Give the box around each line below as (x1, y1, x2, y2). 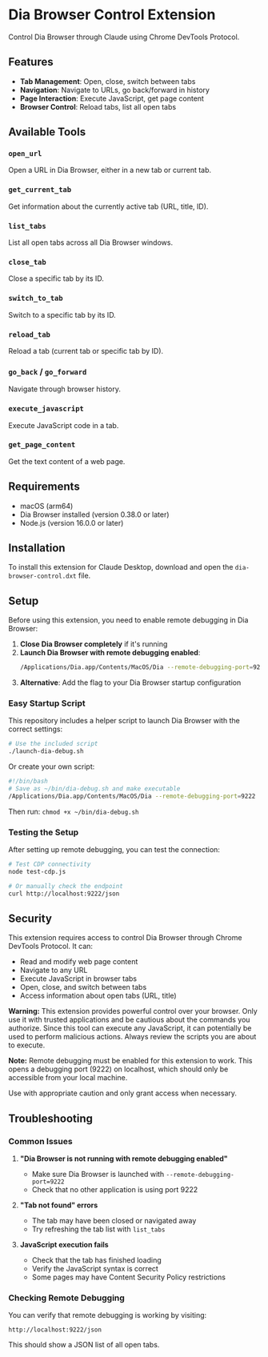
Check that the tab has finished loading (31, 1255, 162, 1265)
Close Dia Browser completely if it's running (19, 639, 168, 649)
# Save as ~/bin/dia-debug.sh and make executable (8, 785, 181, 793)
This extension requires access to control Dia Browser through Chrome (8, 933, 242, 943)
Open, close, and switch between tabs (19, 983, 147, 992)
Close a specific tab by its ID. (8, 274, 104, 283)
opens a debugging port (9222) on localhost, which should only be (8, 1064, 229, 1074)
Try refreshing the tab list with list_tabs (31, 1224, 166, 1234)
